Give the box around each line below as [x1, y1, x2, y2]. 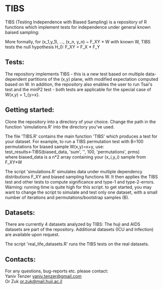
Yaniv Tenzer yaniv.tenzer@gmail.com [5, 273, 82, 279]
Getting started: [5, 106, 54, 114]
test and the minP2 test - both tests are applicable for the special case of [5, 86, 151, 92]
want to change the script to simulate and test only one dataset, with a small [5, 189, 158, 195]
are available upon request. [5, 232, 60, 237]
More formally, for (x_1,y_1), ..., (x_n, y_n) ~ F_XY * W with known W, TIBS [5, 38, 151, 44]
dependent [5, 76, 27, 82]
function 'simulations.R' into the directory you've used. [5, 124, 115, 129]
